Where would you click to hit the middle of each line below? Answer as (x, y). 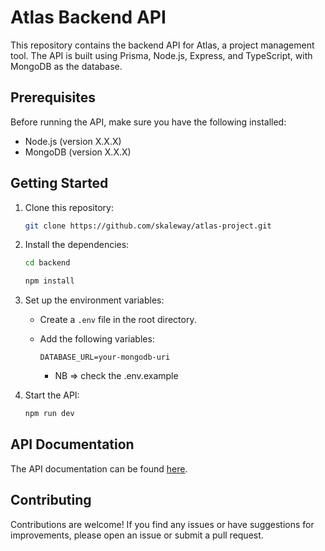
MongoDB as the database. (66, 66)
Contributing (51, 500)
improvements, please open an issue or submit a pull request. (137, 535)
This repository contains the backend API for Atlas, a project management (162, 45)
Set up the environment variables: (94, 300)
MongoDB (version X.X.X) (78, 152)
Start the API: (52, 395)
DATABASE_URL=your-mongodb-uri (105, 357)
